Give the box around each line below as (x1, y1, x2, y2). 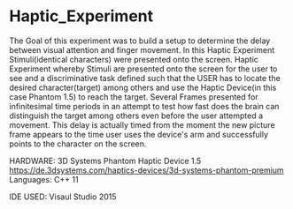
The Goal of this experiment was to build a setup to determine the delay (9, 35, 271, 46)
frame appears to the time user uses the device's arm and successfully (9, 129, 268, 139)
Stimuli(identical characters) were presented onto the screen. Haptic (9, 54, 259, 64)
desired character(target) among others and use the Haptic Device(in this (9, 82, 277, 93)
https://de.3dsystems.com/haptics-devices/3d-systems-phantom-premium (9, 165, 285, 175)
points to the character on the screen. (9, 138, 147, 149)
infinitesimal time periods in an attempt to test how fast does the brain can (9, 101, 280, 111)
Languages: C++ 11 (9, 174, 79, 184)
